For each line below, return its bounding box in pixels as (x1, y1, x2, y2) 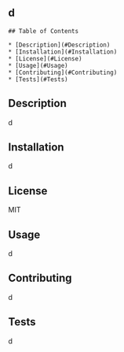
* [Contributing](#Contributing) (8, 69, 118, 76)
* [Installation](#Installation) (8, 47, 118, 56)
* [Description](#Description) (8, 41, 111, 49)
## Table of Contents (8, 27, 79, 35)
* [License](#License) (8, 54, 82, 62)
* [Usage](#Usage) (8, 61, 68, 69)
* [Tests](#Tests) (8, 75, 68, 83)
